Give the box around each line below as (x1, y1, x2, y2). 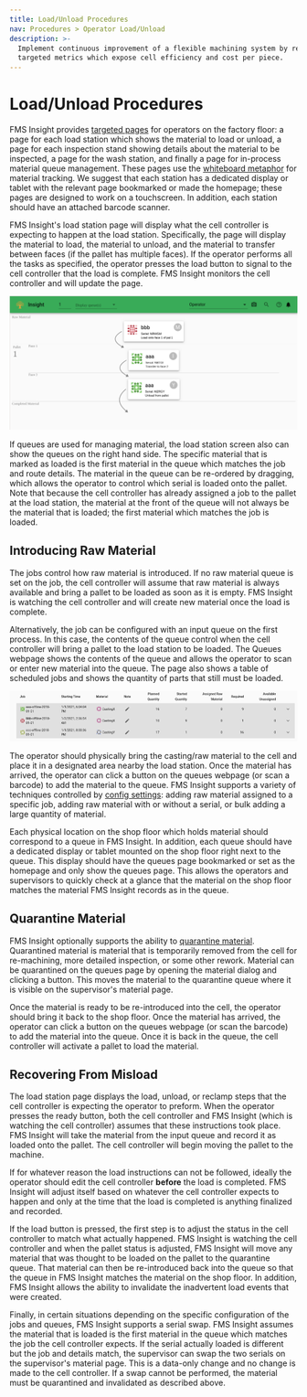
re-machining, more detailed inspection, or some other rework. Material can (9, 954, 295, 965)
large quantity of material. (9, 808, 107, 819)
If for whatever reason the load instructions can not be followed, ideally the (9, 1167, 292, 1178)
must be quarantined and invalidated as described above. (9, 1377, 226, 1389)
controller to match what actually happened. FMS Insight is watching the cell (9, 1233, 298, 1244)
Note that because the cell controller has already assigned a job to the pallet (9, 487, 297, 498)
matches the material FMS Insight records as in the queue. (9, 884, 229, 895)
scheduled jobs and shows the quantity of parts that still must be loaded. (9, 672, 284, 683)
